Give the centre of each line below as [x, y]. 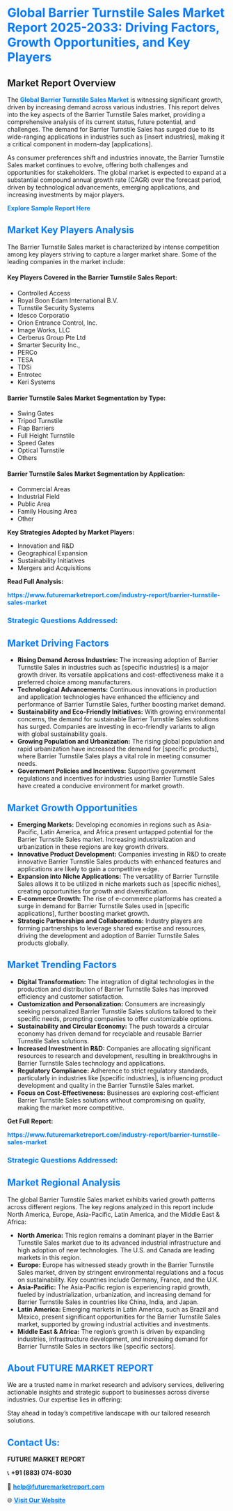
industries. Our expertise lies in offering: [65, 1399]
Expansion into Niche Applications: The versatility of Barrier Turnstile [118, 876]
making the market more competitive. [71, 1107]
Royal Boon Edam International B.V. [67, 300]
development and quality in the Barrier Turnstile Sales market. [106, 1085]
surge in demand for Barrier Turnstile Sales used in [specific [103, 906]
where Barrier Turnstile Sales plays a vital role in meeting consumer [114, 756]
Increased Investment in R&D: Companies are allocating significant [114, 1048]
